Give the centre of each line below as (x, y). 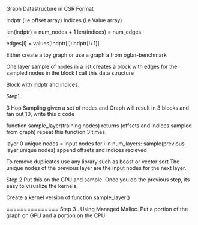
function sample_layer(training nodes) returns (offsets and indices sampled (99, 126)
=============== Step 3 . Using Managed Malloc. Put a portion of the (97, 209)
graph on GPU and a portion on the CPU (56, 215)
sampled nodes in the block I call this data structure (70, 73)
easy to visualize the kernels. (42, 186)
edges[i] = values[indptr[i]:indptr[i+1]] (53, 43)
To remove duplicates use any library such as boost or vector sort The (93, 162)
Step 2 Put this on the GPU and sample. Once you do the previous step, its (98, 180)
